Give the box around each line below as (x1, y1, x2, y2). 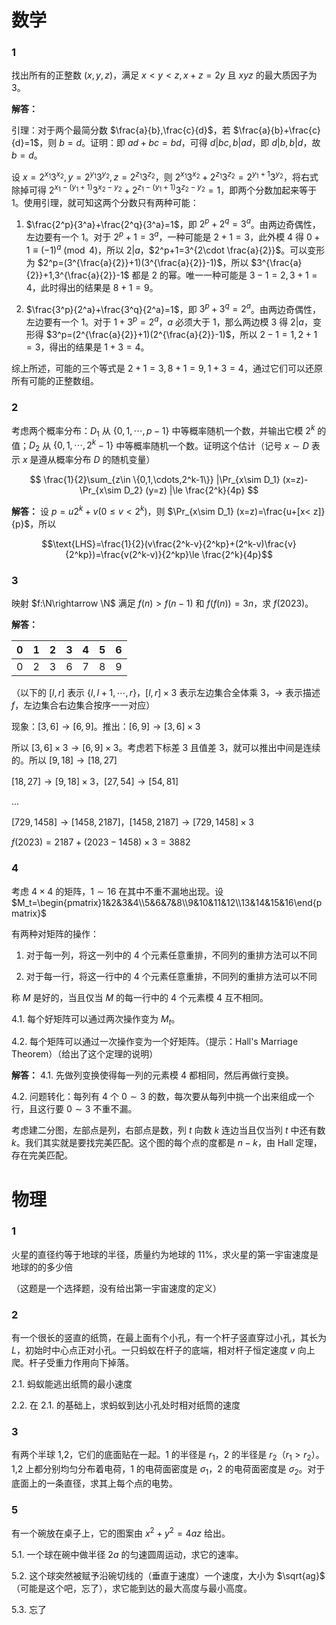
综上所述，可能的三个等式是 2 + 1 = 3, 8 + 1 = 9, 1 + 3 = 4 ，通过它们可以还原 (11, 362, 323, 375)
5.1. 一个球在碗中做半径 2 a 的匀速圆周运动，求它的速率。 (11, 1548, 244, 1560)
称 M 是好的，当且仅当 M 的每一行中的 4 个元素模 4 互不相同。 (11, 991, 269, 1003)
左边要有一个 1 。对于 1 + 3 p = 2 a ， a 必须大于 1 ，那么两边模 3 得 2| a (25, 314, 304, 328)
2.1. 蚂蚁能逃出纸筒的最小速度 (11, 1378, 133, 1390)
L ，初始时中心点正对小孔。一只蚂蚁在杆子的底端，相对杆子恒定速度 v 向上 (11, 1344, 316, 1356)
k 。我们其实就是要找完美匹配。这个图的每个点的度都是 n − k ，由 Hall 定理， (11, 1137, 323, 1149)
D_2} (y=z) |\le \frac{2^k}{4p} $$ (123, 484, 259, 496)
